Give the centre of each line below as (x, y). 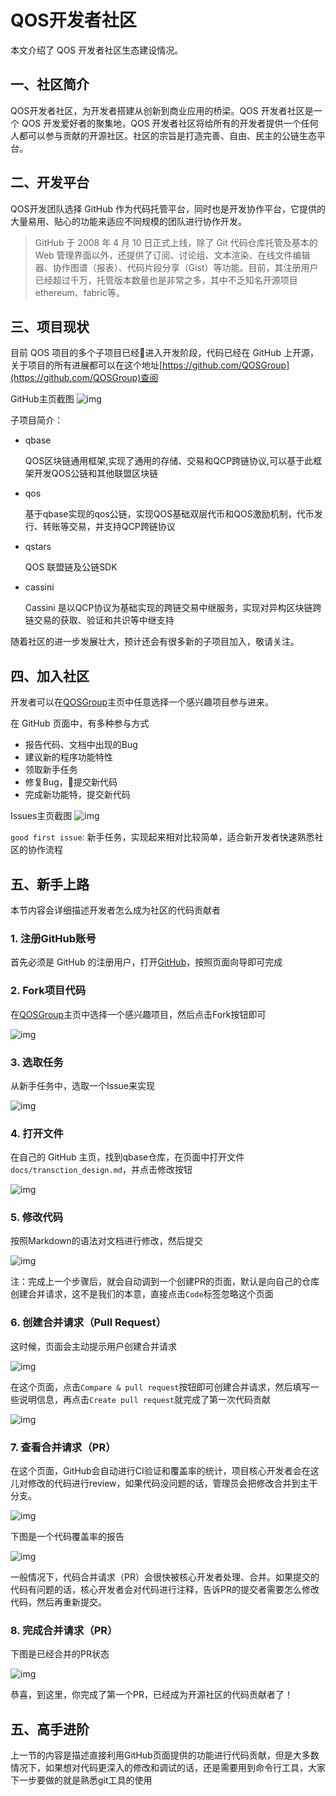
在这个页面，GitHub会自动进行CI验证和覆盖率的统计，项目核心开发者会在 (160, 1471)
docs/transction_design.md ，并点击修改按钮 (101, 1170)
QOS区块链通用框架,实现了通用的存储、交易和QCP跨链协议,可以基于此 (169, 461)
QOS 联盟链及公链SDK (71, 567)
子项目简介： (36, 420)
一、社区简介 (50, 84)
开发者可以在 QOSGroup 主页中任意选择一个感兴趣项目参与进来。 (142, 702)
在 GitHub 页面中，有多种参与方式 (80, 723)
